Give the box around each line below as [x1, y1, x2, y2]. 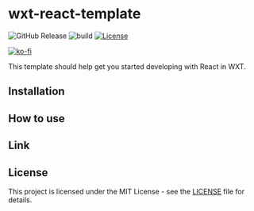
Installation [8, 85, 65, 98]
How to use [8, 112, 65, 125]
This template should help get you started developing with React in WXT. [8, 61, 246, 71]
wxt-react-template [8, 5, 141, 23]
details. [8, 195, 33, 205]
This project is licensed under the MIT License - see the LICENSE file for [8, 186, 244, 196]
